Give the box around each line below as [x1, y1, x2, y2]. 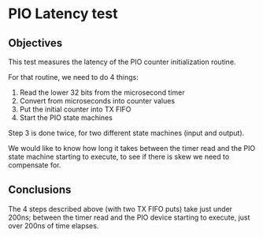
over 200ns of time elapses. [8, 220, 99, 230]
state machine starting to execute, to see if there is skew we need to [8, 152, 230, 161]
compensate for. [8, 160, 61, 170]
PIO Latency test [8, 5, 118, 23]
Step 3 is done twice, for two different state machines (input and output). [8, 128, 245, 137]
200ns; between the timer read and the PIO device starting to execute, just [8, 213, 250, 222]
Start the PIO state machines [19, 113, 113, 122]
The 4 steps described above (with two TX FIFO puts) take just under [8, 204, 233, 213]
